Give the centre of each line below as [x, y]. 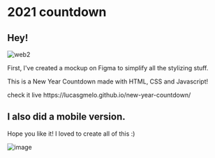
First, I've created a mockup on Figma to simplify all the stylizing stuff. [108, 68]
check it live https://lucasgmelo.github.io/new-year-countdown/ [99, 95]
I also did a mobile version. [66, 117]
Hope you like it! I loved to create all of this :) [71, 134]
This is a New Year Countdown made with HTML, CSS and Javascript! [108, 81]
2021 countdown [57, 12]
